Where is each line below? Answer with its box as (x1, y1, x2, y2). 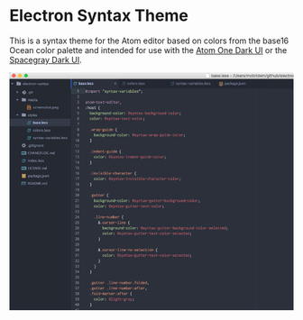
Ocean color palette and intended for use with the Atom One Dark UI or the (9, 44, 288, 55)
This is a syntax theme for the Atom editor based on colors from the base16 (9, 35, 289, 46)
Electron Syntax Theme (9, 5, 189, 26)
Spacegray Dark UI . (9, 54, 83, 65)
